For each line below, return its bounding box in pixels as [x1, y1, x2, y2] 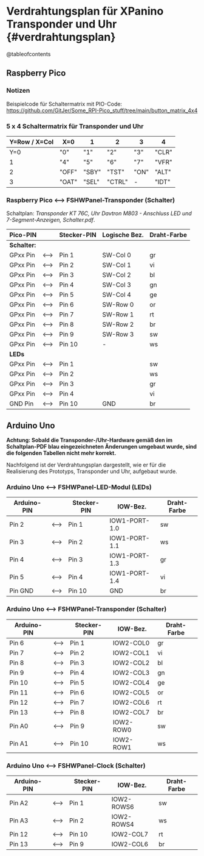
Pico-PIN [9, 230, 37, 239]
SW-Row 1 [102, 310, 134, 319]
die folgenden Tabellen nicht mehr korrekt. [6, 449, 117, 457]
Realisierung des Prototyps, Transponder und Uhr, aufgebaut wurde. [6, 468, 177, 475]
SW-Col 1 [102, 261, 132, 269]
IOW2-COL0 [112, 638, 150, 647]
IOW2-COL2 [112, 658, 150, 667]
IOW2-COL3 [112, 668, 150, 677]
